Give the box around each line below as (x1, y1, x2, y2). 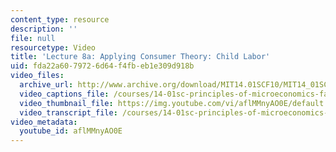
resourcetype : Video (10, 42, 97, 53)
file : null (10, 33, 56, 43)
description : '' (10, 24, 78, 34)
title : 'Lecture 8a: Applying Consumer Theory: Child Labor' (10, 52, 271, 62)
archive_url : (19, 80, 74, 90)
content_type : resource (10, 14, 110, 25)
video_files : (10, 71, 65, 81)
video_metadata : (10, 117, 78, 127)
